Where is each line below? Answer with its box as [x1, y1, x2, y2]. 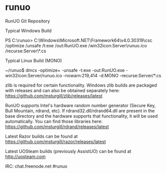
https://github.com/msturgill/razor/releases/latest [5, 139, 106, 145]
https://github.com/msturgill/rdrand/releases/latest [5, 124, 109, 130]
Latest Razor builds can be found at [5, 133, 78, 139]
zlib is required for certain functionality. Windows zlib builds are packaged [5, 82, 158, 88]
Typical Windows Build [5, 27, 52, 33]
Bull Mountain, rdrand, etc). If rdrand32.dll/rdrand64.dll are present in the [5, 108, 155, 114]
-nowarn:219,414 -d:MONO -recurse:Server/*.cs [63, 72, 162, 78]
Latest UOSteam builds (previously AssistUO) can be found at [5, 148, 132, 154]
